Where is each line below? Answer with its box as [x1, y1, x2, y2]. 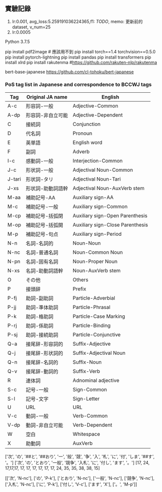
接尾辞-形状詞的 [26, 350, 63, 357]
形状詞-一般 [26, 167, 54, 174]
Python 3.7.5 [5, 39, 30, 44]
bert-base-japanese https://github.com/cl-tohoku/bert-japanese [5, 69, 134, 75]
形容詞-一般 [26, 103, 54, 110]
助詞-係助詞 [26, 323, 54, 329]
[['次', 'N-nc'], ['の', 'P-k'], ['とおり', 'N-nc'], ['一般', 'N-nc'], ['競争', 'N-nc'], [5, 475, 155, 481]
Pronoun [72, 130, 92, 137]
